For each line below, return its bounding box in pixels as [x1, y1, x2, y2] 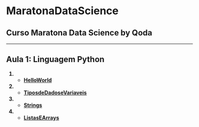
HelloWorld [23, 76, 52, 83]
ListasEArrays [23, 114, 59, 121]
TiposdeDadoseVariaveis [23, 89, 87, 96]
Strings [23, 102, 43, 109]
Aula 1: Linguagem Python [6, 54, 105, 64]
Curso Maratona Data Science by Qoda [6, 28, 153, 38]
